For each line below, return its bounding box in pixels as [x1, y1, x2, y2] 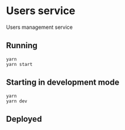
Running [6, 41, 38, 51]
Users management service [6, 24, 73, 31]
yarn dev [6, 98, 28, 104]
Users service [6, 4, 76, 18]
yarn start [6, 61, 33, 67]
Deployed [6, 114, 42, 124]
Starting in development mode [6, 78, 120, 88]
